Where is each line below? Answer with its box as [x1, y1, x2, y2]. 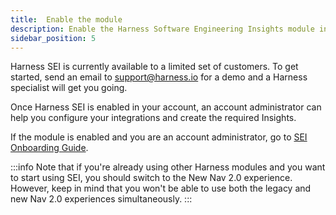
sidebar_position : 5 [10, 33, 97, 43]
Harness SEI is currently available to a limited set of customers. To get [10, 61, 299, 73]
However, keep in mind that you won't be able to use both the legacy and [10, 182, 312, 195]
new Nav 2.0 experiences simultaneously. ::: [10, 193, 193, 205]
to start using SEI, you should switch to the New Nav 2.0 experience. [10, 172, 293, 184]
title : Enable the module [10, 14, 123, 25]
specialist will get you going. [10, 82, 128, 94]
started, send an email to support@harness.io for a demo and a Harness [10, 71, 308, 83]
